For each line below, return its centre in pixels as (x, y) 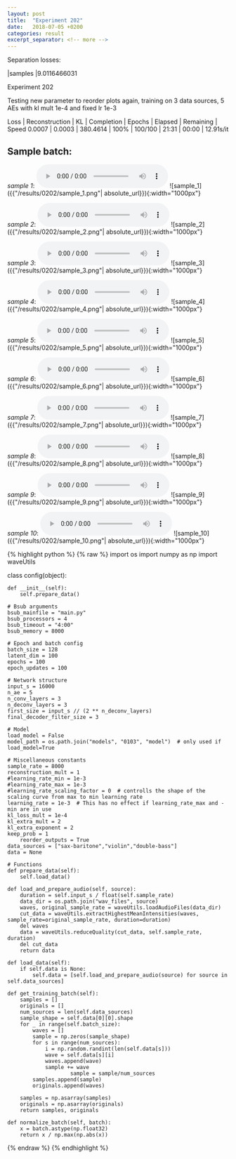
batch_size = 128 (33, 649)
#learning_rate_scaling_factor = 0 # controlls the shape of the (106, 790)
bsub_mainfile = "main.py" (47, 612)
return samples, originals (59, 1110)
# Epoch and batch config (45, 643)
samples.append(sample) (67, 1079)
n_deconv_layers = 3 (38, 705)
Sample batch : (40, 151)
